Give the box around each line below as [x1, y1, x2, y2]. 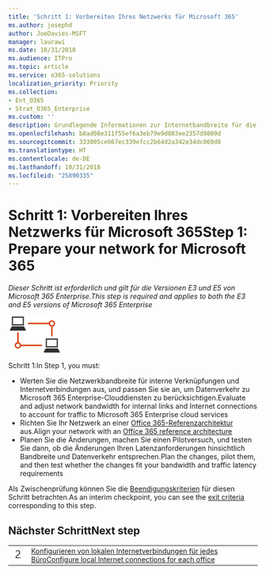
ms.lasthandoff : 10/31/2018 [8, 163, 101, 171]
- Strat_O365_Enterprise [8, 105, 90, 112]
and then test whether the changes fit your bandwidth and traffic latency [19, 460, 257, 470]
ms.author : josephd [8, 21, 73, 29]
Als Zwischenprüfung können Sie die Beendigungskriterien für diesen [8, 484, 235, 494]
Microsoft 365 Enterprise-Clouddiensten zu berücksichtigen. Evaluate [19, 393, 246, 403]
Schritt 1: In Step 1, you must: [8, 361, 101, 371]
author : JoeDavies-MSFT [8, 29, 87, 37]
